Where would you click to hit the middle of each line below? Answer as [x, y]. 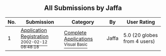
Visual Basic [76, 44]
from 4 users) [139, 41]
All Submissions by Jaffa [83, 8]
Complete [75, 32]
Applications [78, 39]
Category [83, 22]
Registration [35, 36]
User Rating [141, 22]
